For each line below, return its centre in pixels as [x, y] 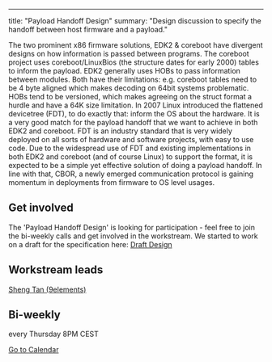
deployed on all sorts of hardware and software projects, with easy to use [131, 139]
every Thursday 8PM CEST [54, 334]
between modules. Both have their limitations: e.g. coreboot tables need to [133, 79]
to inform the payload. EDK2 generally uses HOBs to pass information [125, 71]
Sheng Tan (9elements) [47, 289]
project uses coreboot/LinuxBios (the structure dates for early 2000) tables [134, 62]
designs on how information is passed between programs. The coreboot [129, 54]
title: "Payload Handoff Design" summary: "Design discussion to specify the [135, 21]
